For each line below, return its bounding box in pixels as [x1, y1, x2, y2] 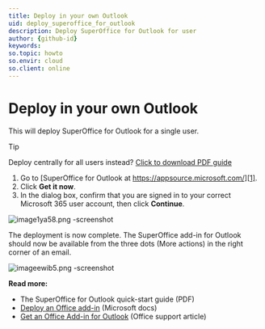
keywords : [8, 42, 42, 50]
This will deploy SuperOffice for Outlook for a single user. [8, 126, 200, 136]
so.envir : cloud [8, 57, 63, 65]
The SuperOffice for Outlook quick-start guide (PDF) [19, 294, 196, 304]
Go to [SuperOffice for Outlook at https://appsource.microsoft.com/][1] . [19, 173, 258, 183]
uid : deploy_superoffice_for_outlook [8, 19, 136, 27]
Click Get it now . [19, 181, 77, 191]
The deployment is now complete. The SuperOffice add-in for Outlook [8, 230, 242, 239]
